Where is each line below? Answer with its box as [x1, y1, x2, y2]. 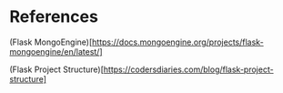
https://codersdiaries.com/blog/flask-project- [103, 64, 275, 75]
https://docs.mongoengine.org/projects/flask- [92, 36, 264, 47]
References [9, 6, 98, 27]
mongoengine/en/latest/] [9, 46, 103, 57]
